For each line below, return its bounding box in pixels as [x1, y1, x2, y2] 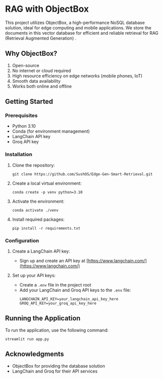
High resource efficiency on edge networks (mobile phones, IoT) [12, 72, 143, 79]
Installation [5, 151, 33, 158]
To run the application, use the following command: [5, 327, 109, 333]
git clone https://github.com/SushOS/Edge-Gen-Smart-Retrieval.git [12, 171, 153, 177]
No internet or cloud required [12, 68, 71, 73]
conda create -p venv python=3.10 [12, 189, 83, 194]
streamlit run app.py [5, 336, 49, 341]
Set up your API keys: [12, 273, 56, 279]
